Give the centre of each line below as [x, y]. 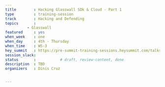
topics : [21, 23]
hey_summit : [21, 50]
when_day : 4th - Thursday [37, 42]
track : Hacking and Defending [45, 19]
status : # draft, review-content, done [65, 60]
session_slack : [21, 55]
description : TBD [25, 64]
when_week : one [25, 37]
